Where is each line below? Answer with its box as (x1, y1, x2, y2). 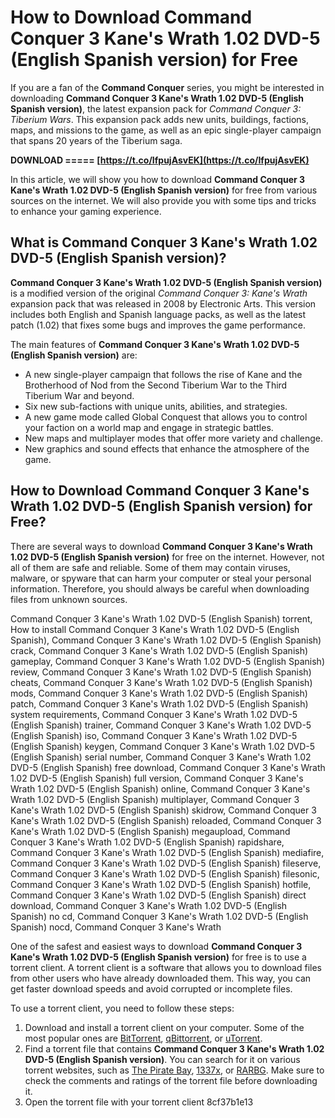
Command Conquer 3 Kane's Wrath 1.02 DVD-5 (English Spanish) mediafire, (10, 846, 325, 858)
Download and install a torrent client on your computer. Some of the (24, 1021, 305, 1033)
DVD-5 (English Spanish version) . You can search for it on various (24, 1053, 301, 1065)
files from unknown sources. (10, 593, 128, 605)
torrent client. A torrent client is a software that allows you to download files (10, 961, 323, 973)
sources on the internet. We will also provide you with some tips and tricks (10, 194, 317, 206)
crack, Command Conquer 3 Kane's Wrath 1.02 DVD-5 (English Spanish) (10, 644, 309, 656)
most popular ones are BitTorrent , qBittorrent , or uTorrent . (24, 1032, 263, 1044)
